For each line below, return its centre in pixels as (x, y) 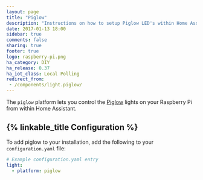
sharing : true (24, 46)
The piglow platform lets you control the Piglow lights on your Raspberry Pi (99, 102)
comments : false (27, 40)
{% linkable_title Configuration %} (72, 127)
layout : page (23, 12)
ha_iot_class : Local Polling (43, 74)
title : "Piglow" (27, 18)
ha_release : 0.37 (28, 68)
